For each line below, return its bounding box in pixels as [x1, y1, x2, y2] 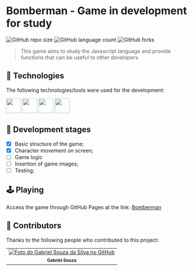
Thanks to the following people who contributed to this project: [6, 236, 159, 243]
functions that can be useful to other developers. [20, 54, 140, 61]
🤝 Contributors [6, 221, 62, 231]
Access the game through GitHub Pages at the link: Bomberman [6, 203, 162, 210]
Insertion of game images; [14, 160, 78, 167]
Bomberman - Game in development [6, 4, 187, 18]
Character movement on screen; [14, 147, 94, 154]
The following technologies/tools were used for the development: [6, 87, 165, 94]
